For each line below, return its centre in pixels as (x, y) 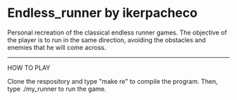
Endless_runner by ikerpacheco (102, 13)
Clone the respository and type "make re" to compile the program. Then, (113, 81)
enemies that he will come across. (57, 47)
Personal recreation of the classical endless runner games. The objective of (117, 32)
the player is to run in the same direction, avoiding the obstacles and (107, 39)
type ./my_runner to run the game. (57, 89)
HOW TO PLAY (29, 68)
